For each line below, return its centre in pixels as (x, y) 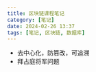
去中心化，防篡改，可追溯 (53, 53)
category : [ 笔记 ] (31, 20)
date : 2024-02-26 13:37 (41, 26)
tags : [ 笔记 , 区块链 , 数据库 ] (46, 33)
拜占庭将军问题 (38, 62)
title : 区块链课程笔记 (36, 13)
